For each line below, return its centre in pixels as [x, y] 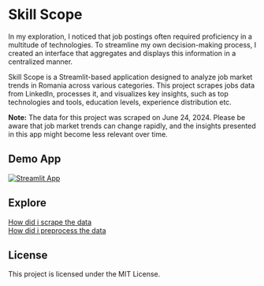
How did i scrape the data [50, 222]
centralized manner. [41, 62]
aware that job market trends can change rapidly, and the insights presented [132, 126]
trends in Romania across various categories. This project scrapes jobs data [132, 85]
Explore [28, 203]
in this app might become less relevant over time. [88, 134]
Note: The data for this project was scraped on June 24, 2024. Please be [127, 117]
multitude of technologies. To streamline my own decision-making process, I [132, 44]
